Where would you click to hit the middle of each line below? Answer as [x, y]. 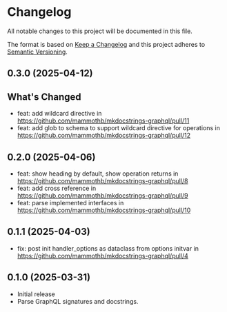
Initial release [36, 294]
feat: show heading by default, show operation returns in [98, 174]
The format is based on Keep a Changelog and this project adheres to [106, 44]
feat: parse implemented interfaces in [70, 202]
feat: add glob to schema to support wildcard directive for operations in [119, 128]
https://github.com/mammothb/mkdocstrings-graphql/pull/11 [103, 121]
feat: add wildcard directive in [59, 114]
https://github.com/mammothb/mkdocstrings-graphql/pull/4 [102, 256]
